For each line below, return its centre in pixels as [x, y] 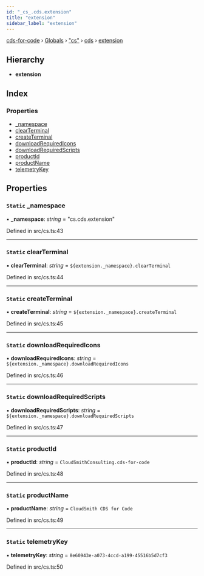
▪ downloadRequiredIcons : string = [51, 358]
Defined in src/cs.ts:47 [35, 427]
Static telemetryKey [37, 542]
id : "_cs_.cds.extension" [39, 12]
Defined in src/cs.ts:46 [35, 375]
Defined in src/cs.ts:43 [35, 231]
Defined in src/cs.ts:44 [35, 277]
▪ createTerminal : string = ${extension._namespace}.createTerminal [92, 312]
